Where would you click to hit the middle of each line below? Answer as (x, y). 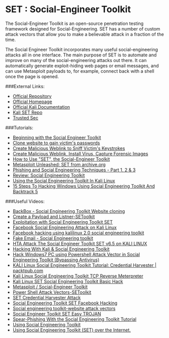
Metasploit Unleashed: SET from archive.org (59, 164)
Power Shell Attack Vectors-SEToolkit (52, 292)
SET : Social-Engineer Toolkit (68, 9)
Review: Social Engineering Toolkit (49, 175)
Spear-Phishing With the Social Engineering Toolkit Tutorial (74, 319)
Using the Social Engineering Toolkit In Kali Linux (64, 180)
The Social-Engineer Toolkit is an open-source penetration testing (75, 23)
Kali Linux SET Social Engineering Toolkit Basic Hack (68, 281)
